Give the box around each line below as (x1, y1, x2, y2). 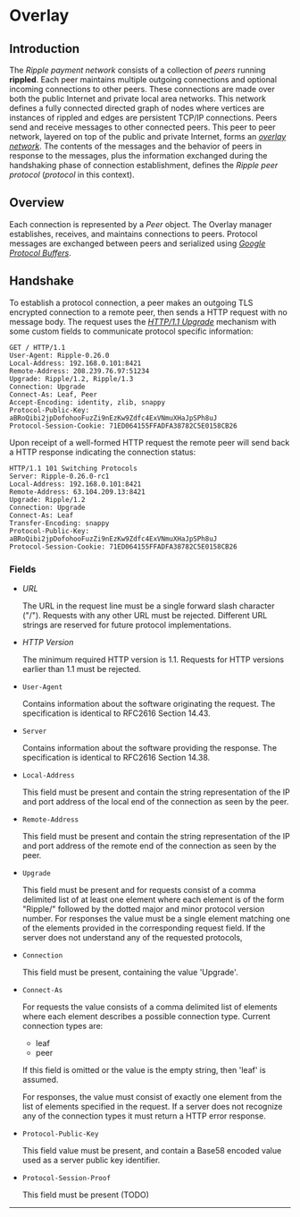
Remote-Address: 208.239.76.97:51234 (9, 366, 150, 376)
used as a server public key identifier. (21, 1154, 161, 1165)
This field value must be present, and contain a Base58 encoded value (21, 1145, 282, 1155)
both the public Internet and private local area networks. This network (9, 93, 266, 104)
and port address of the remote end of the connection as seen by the (21, 840, 277, 851)
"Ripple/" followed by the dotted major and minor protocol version (21, 903, 265, 914)
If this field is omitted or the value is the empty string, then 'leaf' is (21, 1064, 266, 1075)
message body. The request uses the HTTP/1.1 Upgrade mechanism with (9, 316, 277, 327)
